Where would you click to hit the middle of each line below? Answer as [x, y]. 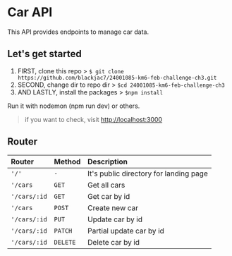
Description [108, 161]
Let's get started [45, 54]
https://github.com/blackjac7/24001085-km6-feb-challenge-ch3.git [117, 78]
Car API [30, 12]
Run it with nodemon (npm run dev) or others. [74, 106]
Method [67, 161]
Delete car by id [114, 242]
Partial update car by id [126, 231]
